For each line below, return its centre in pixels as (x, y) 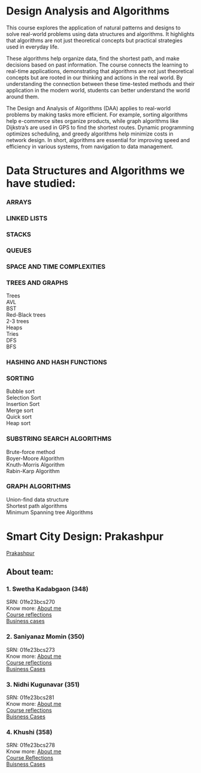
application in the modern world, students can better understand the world (98, 90)
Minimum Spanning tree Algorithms (50, 512)
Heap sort (19, 423)
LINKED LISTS (27, 218)
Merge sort (20, 410)
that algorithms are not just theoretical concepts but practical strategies (95, 40)
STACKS (19, 234)
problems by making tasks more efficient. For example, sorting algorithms (97, 115)
